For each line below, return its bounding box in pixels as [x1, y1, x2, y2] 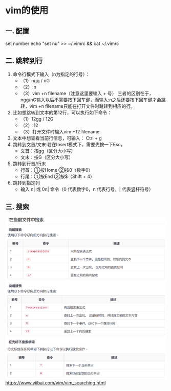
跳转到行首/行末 [12, 160, 46, 167]
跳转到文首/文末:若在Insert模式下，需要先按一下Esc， [12, 141, 125, 147]
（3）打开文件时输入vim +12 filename [20, 128, 100, 134]
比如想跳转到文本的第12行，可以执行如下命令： [12, 109, 112, 116]
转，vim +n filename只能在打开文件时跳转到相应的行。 [20, 103, 136, 109]
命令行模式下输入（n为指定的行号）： [12, 71, 90, 77]
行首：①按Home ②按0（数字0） [20, 167, 93, 173]
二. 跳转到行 [5, 57, 43, 65]
